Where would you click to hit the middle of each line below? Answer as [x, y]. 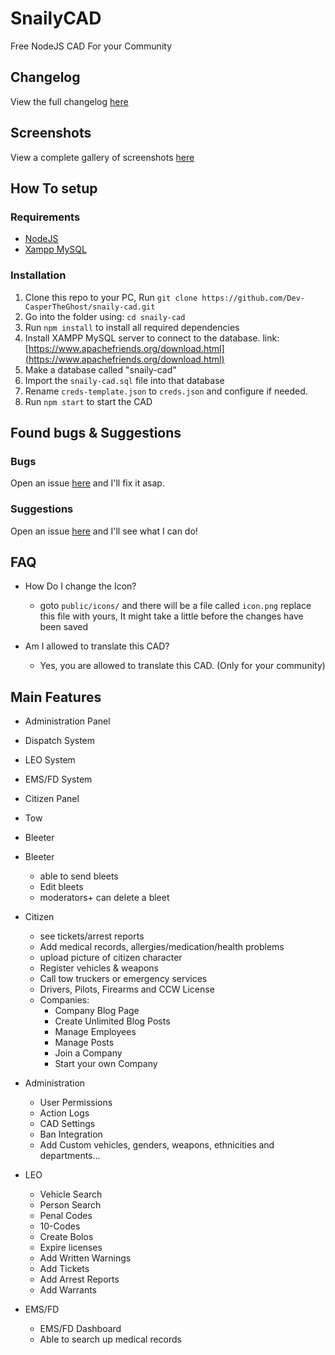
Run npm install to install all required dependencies [132, 327]
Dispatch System [60, 741]
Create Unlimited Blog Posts [112, 1021]
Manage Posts [84, 1043]
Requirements [45, 217]
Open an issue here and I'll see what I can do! [104, 531]
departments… [70, 1156]
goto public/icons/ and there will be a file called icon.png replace [175, 606]
